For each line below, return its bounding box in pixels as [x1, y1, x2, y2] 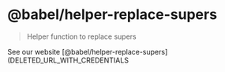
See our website [7, 47, 61, 56]
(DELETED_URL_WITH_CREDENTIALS [7, 55, 129, 65]
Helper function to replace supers [26, 32, 137, 41]
